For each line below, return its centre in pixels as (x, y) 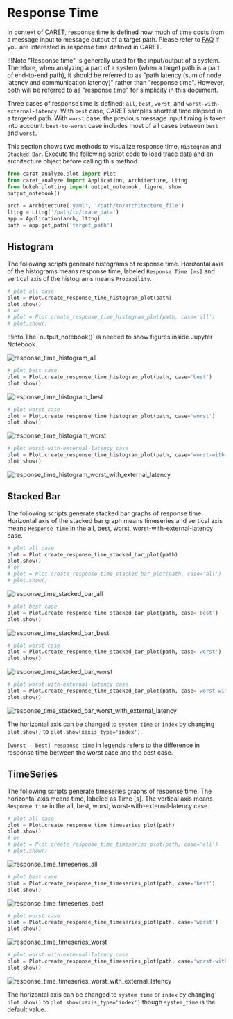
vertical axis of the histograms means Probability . (80, 278)
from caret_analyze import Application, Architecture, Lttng (97, 180)
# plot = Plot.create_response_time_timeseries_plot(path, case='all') (113, 844)
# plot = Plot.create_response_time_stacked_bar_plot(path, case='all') (114, 574)
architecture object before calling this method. (74, 161)
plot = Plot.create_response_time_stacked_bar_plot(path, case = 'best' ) (113, 613)
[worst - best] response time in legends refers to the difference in (103, 745)
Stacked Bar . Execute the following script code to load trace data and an (110, 154)
